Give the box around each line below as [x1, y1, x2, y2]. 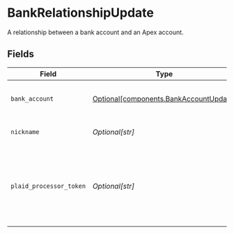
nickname [10, 128, 40, 136]
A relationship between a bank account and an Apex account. [7, 28, 184, 36]
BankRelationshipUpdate [7, 5, 155, 21]
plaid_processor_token [10, 182, 86, 190]
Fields [7, 48, 35, 60]
